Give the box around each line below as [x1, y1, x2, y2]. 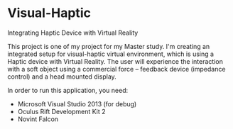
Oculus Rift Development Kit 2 [17, 107, 106, 116]
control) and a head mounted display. [7, 72, 117, 81]
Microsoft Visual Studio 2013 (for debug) [17, 99, 137, 108]
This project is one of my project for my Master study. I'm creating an [7, 42, 210, 50]
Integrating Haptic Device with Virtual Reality [7, 28, 139, 37]
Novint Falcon [17, 115, 59, 123]
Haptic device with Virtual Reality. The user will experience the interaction [7, 57, 224, 65]
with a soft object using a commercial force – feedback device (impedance [7, 64, 226, 73]
